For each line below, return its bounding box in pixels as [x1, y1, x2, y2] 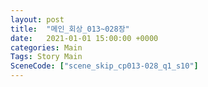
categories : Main [10, 42, 83, 53]
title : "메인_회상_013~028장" [10, 24, 130, 34]
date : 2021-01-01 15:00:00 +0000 [10, 33, 159, 43]
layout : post [10, 14, 65, 25]
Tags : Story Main [10, 52, 83, 62]
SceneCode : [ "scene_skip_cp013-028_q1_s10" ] [10, 61, 199, 71]
